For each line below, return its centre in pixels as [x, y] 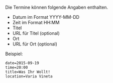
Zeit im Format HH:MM [36, 23]
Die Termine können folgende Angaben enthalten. [57, 7]
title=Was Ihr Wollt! [28, 72]
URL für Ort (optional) [35, 44]
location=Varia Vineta [29, 76]
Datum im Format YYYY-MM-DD [46, 17]
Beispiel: [14, 54]
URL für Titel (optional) [36, 33]
